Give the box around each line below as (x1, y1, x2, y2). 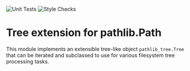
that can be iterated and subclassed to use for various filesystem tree (6, 52, 175, 59)
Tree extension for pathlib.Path (6, 26, 162, 39)
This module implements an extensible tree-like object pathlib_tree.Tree (6, 45, 185, 52)
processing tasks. (6, 58, 50, 65)
